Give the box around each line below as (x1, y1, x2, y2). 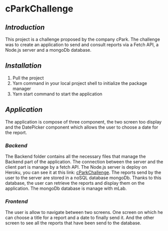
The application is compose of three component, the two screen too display (5, 119, 162, 125)
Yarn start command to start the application (12, 91, 103, 97)
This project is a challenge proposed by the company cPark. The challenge (5, 36, 160, 42)
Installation (5, 61, 42, 70)
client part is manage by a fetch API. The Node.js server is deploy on (5, 164, 147, 170)
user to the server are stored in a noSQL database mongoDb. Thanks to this (5, 174, 161, 181)
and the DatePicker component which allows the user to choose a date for (5, 124, 158, 130)
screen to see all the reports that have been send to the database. (5, 220, 141, 226)
